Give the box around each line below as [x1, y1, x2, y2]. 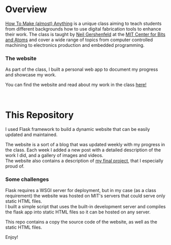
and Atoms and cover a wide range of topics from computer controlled [5, 37, 153, 43]
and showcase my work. [5, 72, 56, 78]
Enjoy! [5, 234, 19, 240]
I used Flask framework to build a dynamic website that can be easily [5, 126, 150, 132]
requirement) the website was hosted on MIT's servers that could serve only [5, 193, 165, 199]
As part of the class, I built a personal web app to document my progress [5, 66, 158, 72]
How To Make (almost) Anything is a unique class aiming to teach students [5, 20, 162, 26]
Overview [5, 4, 47, 15]
